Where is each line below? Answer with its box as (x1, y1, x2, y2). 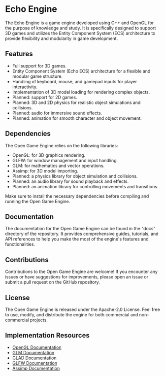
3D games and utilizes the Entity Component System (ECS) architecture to (5, 30, 156, 36)
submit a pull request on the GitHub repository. (5, 279, 100, 285)
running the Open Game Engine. (5, 198, 70, 204)
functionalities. (5, 241, 35, 247)
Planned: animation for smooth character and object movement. (12, 115, 142, 121)
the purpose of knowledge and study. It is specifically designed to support (5, 25, 156, 31)
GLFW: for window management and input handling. (12, 157, 118, 163)
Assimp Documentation (12, 365, 60, 371)
